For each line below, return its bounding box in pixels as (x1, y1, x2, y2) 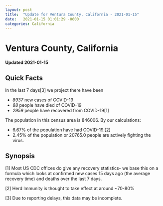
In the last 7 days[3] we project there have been (5, 87, 104, 93)
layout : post (5, 7, 32, 12)
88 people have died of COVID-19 (12, 102, 82, 108)
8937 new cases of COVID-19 (12, 97, 74, 103)
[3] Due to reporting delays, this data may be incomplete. (5, 195, 123, 201)
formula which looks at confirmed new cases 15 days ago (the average (5, 170, 151, 176)
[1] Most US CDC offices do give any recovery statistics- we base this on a (5, 165, 159, 171)
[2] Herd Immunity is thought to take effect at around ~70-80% (5, 185, 135, 191)
